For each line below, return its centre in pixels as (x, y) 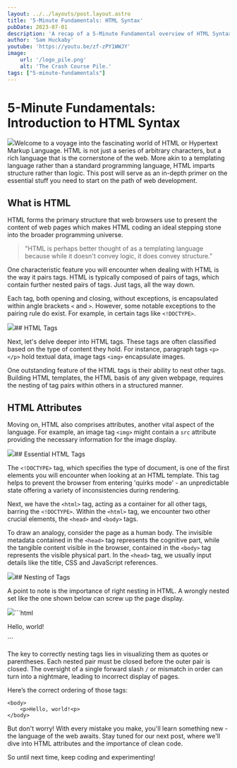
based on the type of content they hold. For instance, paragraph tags (108, 349)
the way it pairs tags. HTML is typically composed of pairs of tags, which (113, 277)
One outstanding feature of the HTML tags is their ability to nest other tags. (116, 371)
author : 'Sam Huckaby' (41, 40)
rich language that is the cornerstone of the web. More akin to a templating (116, 158)
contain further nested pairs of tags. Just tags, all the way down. (101, 285)
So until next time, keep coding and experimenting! (81, 757)
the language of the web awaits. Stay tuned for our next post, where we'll (114, 736)
